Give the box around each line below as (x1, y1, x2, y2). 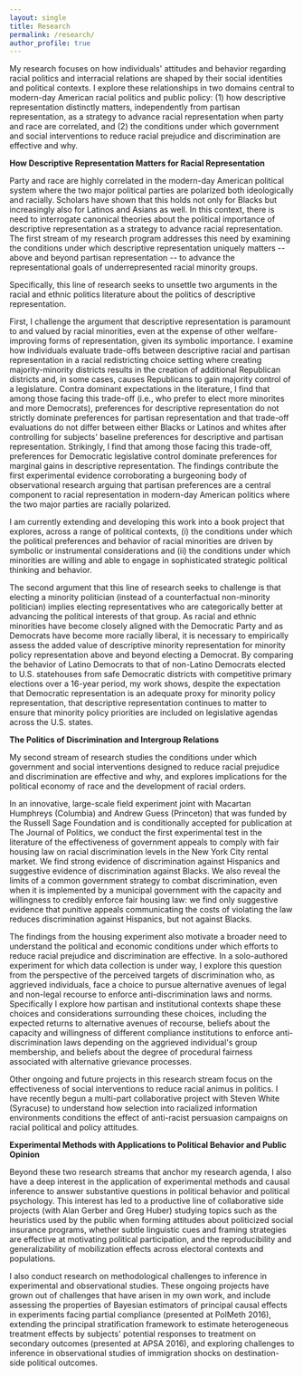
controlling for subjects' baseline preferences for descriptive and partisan (9, 432, 284, 443)
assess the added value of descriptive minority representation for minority (9, 640, 287, 651)
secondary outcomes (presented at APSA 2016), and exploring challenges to (9, 1338, 295, 1349)
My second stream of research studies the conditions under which (9, 752, 258, 763)
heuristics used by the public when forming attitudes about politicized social (9, 1215, 294, 1226)
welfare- (246, 326, 279, 337)
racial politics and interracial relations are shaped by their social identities (9, 73, 283, 84)
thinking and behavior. (9, 565, 92, 576)
